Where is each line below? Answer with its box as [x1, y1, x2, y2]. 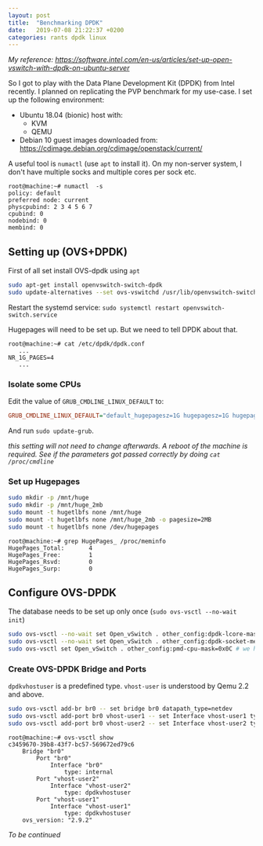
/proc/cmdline [8, 457, 55, 466]
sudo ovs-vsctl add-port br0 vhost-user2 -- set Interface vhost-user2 [8, 720, 247, 727]
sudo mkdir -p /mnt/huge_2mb [8, 501, 103, 509]
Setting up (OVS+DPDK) [8, 245, 128, 258]
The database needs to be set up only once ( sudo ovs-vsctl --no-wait [8, 606, 237, 617]
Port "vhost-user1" [36, 796, 100, 804]
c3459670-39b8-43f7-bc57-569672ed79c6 [8, 741, 135, 749]
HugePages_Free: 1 [8, 551, 92, 559]
